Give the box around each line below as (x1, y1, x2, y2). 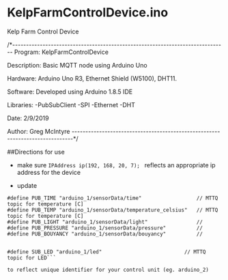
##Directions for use (7, 148, 65, 156)
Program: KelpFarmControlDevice (14, 48, 109, 56)
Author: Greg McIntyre (7, 127, 70, 135)
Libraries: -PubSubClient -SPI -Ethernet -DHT (7, 100, 135, 109)
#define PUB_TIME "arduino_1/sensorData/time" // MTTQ (7, 195, 218, 201)
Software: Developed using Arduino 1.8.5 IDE (7, 87, 133, 96)
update (16, 181, 38, 189)
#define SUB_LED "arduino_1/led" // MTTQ (7, 248, 206, 255)
